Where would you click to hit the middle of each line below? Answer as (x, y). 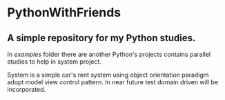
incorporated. (27, 89)
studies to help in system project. (55, 62)
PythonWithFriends (64, 13)
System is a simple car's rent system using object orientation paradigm (108, 75)
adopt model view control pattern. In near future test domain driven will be (113, 82)
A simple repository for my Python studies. (101, 38)
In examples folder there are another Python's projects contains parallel (109, 54)
